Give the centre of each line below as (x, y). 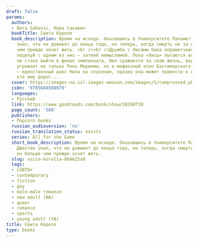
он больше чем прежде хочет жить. (59, 153)
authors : (22, 22)
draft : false (22, 11)
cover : (19, 83)
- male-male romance (37, 191)
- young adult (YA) (35, 219)
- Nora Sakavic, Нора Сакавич (48, 28)
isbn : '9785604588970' (39, 88)
